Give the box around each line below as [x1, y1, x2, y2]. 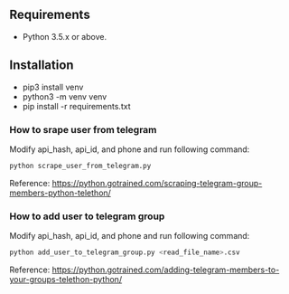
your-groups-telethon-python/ [9, 273, 123, 284]
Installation [9, 58, 74, 73]
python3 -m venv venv [22, 90, 107, 102]
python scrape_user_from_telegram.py [9, 161, 152, 170]
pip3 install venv [22, 81, 84, 92]
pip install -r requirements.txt [22, 100, 131, 111]
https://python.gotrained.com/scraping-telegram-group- [51, 177, 263, 188]
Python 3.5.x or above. [22, 31, 107, 42]
